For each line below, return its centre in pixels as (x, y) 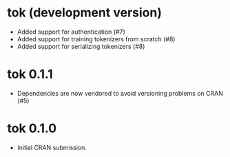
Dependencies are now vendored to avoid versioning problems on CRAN (120, 93)
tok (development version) (84, 13)
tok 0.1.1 (30, 74)
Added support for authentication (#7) (71, 32)
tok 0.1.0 (32, 128)
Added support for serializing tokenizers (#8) (81, 46)
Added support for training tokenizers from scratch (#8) (96, 39)
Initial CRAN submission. (52, 147)
